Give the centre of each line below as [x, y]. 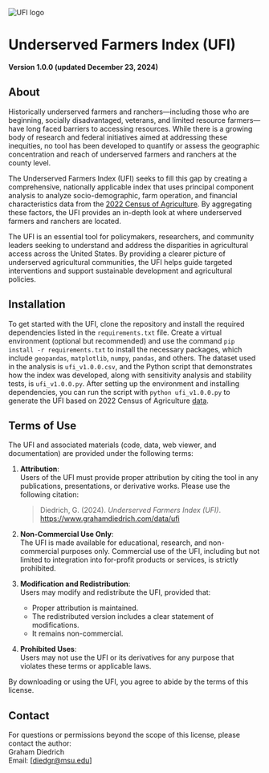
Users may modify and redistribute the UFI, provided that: [115, 592]
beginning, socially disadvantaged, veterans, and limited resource [117, 120]
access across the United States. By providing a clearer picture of [117, 254]
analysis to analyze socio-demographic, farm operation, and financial [123, 195]
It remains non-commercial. [77, 633]
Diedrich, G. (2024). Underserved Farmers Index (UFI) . [130, 511]
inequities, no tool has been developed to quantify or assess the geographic [134, 145]
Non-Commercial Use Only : [67, 535]
